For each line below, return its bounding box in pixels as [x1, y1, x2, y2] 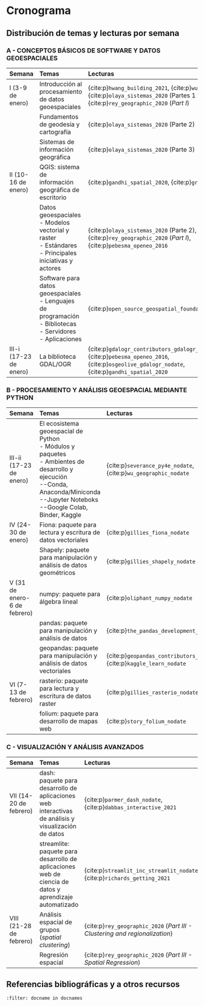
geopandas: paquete [39, 644, 99, 652]
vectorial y [39, 226, 70, 234]
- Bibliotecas [39, 319, 77, 328]
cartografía [39, 127, 71, 136]
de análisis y [39, 814, 75, 823]
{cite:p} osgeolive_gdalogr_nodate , [87, 360, 185, 368]
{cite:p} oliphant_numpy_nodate [106, 594, 192, 602]
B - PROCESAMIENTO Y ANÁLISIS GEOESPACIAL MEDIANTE [6, 385, 187, 394]
